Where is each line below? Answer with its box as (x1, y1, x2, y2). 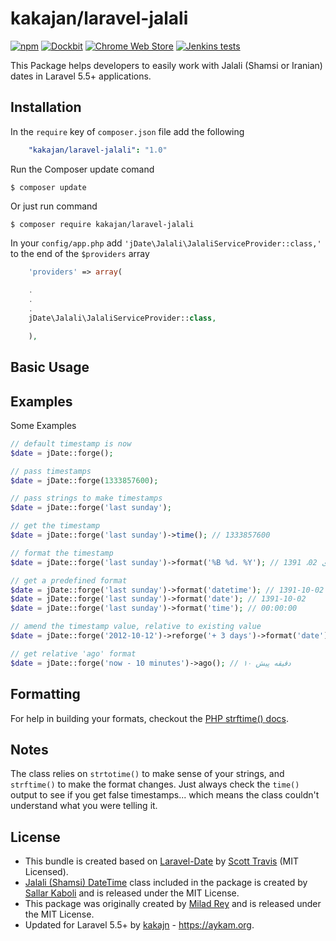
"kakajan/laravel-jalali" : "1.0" (28, 145, 168, 155)
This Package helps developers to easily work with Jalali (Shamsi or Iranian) (10, 59, 323, 71)
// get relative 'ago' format (10, 648, 137, 659)
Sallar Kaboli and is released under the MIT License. (24, 887, 240, 899)
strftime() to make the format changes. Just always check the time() (10, 778, 300, 791)
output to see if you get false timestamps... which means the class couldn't (10, 789, 320, 801)
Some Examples (10, 419, 77, 431)
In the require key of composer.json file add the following (10, 125, 245, 137)
